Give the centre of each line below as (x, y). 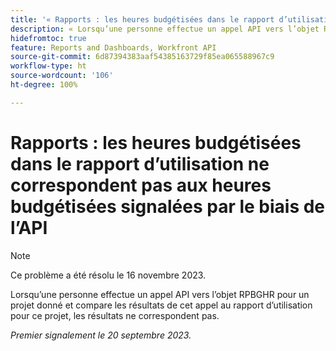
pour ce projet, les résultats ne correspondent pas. (115, 315)
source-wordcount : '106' (62, 76)
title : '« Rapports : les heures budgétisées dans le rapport (142, 19)
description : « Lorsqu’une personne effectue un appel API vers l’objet (165, 29)
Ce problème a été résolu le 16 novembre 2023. (108, 275)
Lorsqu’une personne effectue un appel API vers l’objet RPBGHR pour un (160, 294)
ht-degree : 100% (44, 85)
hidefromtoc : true (48, 38)
